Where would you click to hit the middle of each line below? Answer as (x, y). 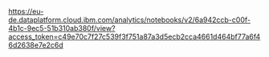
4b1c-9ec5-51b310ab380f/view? (62, 28)
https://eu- (26, 11)
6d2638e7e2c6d (36, 45)
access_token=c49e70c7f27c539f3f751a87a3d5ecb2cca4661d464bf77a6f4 (134, 36)
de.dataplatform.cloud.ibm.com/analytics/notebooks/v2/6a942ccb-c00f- (130, 20)
